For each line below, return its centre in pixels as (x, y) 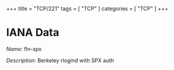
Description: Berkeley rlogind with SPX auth (60, 60)
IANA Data (33, 33)
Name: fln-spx (24, 49)
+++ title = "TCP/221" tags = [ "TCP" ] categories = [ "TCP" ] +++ (87, 9)
